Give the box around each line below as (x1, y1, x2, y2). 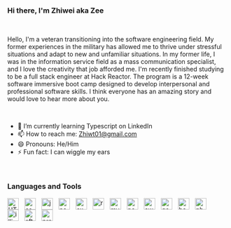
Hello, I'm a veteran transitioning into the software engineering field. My (7, 35, 214, 43)
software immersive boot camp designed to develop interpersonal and (7, 80, 210, 88)
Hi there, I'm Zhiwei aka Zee (7, 6, 104, 15)
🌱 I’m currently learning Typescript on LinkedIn (17, 122, 153, 130)
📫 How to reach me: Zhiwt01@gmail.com (17, 130, 138, 138)
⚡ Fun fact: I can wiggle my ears (17, 148, 111, 156)
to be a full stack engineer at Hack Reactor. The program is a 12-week (7, 72, 209, 81)
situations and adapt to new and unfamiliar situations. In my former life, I (7, 50, 216, 58)
